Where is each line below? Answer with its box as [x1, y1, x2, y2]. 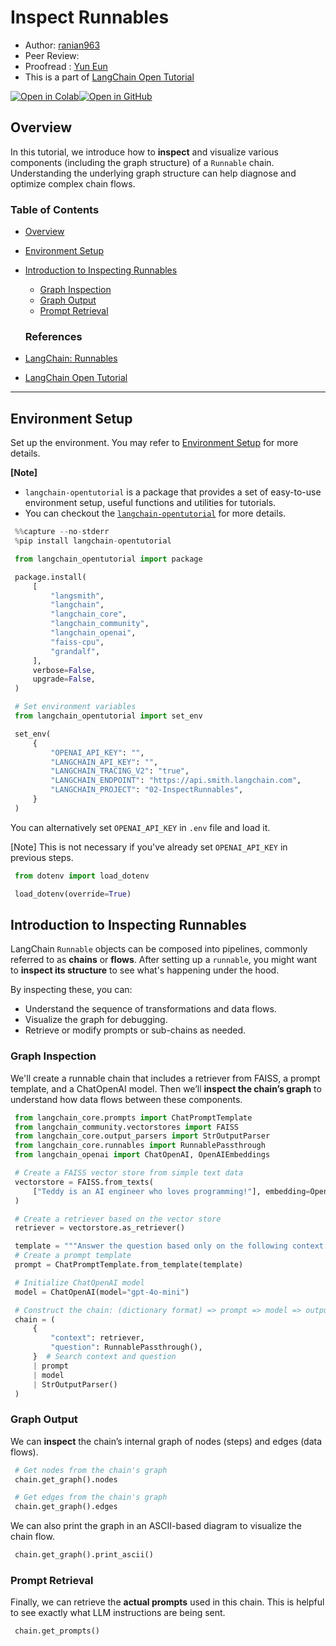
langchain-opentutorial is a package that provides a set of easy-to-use [24, 486, 322, 498]
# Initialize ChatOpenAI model [14, 1277, 145, 1288]
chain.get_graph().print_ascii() [14, 1550, 154, 1560]
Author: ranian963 [24, 39, 101, 51]
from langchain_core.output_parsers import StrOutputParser [14, 1131, 271, 1141]
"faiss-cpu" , [50, 637, 105, 647]
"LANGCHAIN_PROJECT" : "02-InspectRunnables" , [50, 785, 244, 795]
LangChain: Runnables [24, 352, 118, 365]
